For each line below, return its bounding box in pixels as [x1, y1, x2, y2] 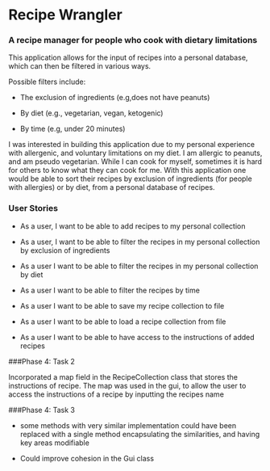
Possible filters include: [8, 77, 86, 86]
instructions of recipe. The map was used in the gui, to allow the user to [8, 381, 247, 390]
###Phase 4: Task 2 [8, 356, 75, 366]
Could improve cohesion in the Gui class [19, 453, 155, 463]
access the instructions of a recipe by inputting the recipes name [8, 389, 224, 399]
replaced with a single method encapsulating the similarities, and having [19, 429, 260, 439]
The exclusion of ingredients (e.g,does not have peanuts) [19, 93, 210, 103]
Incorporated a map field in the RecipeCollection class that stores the [8, 372, 238, 381]
